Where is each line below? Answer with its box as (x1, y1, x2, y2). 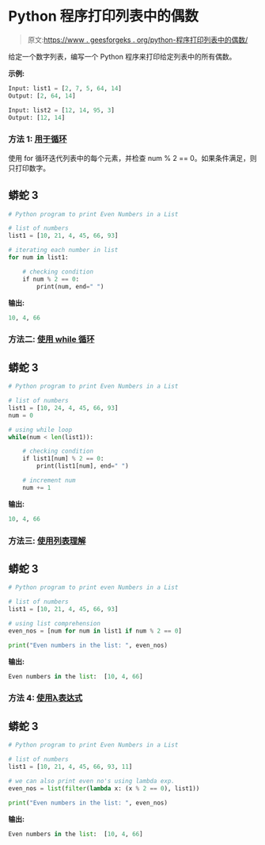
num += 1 (22, 484, 51, 491)
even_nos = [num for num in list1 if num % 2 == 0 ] (8, 627, 182, 635)
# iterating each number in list (8, 247, 119, 254)
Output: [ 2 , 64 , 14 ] (8, 92, 77, 100)
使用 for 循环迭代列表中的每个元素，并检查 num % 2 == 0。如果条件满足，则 (8, 153, 257, 162)
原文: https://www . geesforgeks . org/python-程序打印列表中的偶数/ (27, 35, 248, 44)
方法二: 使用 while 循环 (8, 334, 95, 345)
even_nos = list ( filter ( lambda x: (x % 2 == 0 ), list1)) (8, 784, 200, 793)
